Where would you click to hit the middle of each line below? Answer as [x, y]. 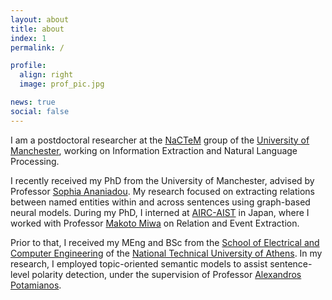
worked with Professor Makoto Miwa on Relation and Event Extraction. [155, 223]
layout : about [40, 19]
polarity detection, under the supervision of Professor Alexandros [166, 274]
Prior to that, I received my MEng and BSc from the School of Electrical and [165, 242]
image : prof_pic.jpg [62, 84]
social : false [40, 111]
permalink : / [37, 47]
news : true [33, 102]
